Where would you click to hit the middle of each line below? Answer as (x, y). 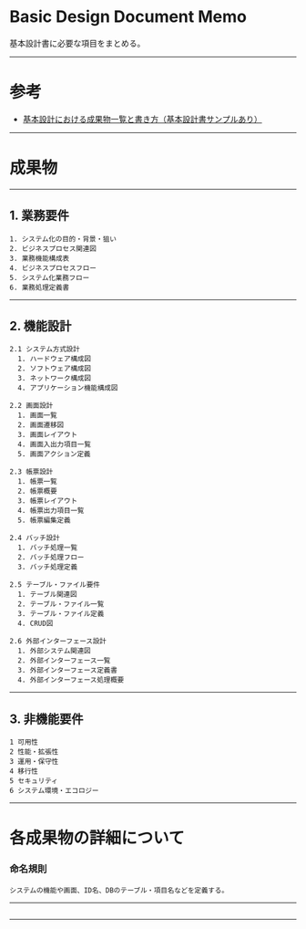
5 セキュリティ (34, 781)
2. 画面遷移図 (41, 425)
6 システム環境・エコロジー (54, 791)
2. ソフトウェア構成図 (54, 369)
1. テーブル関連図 (47, 595)
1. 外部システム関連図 (54, 651)
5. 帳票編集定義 (44, 521)
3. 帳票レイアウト (48, 501)
